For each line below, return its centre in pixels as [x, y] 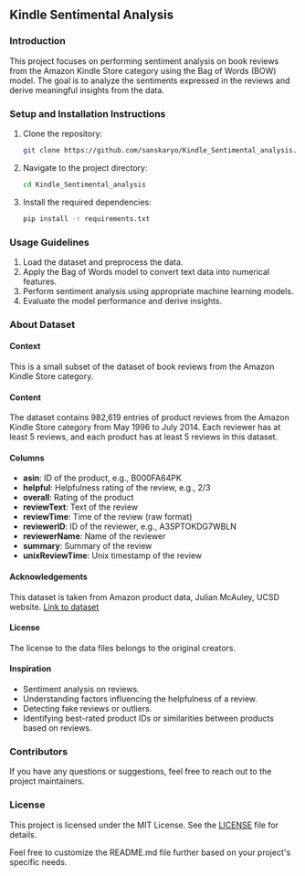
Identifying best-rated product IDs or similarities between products [148, 718]
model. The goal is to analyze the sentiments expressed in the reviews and [150, 80]
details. [23, 834]
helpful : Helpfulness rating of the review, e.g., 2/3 [116, 488]
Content [25, 397]
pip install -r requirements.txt [86, 218]
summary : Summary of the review [87, 546]
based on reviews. [58, 728]
